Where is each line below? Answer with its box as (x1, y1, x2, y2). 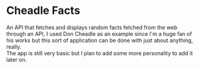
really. (6, 43, 22, 50)
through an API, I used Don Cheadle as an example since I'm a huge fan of (6, 30, 192, 37)
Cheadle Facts (6, 4, 81, 18)
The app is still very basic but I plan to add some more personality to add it (6, 49, 193, 56)
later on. (6, 56, 27, 63)
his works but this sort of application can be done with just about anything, (6, 36, 193, 44)
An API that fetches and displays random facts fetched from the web (6, 24, 178, 31)
